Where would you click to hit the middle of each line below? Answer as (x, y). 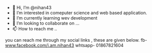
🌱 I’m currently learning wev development (55, 18)
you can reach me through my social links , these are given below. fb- (76, 40)
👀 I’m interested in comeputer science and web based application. (80, 13)
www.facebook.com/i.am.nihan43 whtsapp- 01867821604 (64, 45)
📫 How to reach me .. (35, 29)
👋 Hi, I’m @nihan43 (32, 8)
